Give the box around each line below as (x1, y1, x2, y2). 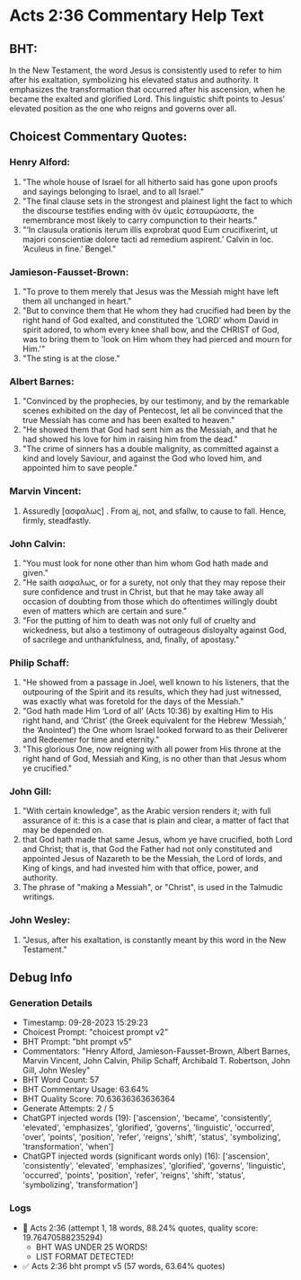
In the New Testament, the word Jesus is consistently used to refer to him (9, 65, 282, 75)
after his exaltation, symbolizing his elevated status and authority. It (9, 75, 259, 85)
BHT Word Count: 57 (22, 1074, 100, 1085)
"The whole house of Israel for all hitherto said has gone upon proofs (22, 176, 279, 187)
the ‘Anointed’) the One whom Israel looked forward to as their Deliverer (22, 725, 288, 736)
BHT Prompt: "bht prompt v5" (22, 1037, 133, 1047)
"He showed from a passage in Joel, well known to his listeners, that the (22, 677, 290, 688)
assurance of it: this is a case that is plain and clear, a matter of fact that (22, 815, 289, 826)
